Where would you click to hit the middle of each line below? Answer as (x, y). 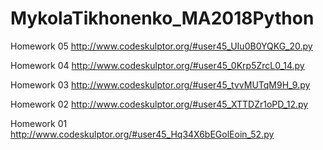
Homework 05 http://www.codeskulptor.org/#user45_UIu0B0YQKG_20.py (161, 46)
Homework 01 (39, 123)
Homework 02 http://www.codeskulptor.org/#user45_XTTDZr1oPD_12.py (159, 104)
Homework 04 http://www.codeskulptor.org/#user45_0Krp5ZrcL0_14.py (157, 65)
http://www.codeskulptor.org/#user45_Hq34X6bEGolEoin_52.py (142, 134)
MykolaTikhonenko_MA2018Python (162, 18)
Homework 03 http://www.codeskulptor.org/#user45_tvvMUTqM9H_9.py (160, 84)
